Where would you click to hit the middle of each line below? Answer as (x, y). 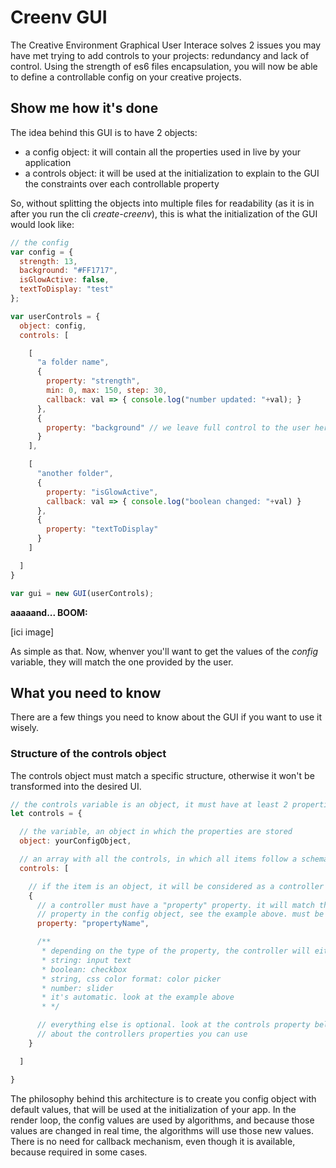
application (48, 162)
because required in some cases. (79, 1152)
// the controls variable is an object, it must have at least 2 (149, 804)
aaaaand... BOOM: (49, 612)
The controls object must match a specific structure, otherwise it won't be (162, 775)
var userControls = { (55, 316)
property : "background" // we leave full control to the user (178, 427)
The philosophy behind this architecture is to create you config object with (163, 1098)
